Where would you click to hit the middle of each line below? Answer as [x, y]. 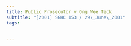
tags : [13, 23]
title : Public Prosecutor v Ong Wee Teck [59, 12]
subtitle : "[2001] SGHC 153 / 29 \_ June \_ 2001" [66, 17]
